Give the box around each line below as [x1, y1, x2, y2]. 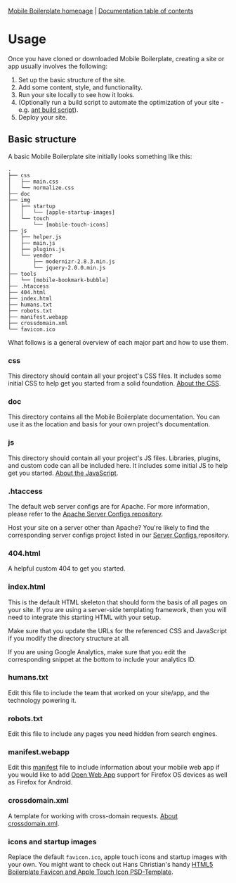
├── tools [8, 270, 37, 277]
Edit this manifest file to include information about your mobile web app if [8, 763, 220, 772]
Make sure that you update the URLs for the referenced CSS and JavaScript [8, 626, 228, 635]
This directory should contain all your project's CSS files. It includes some [8, 371, 222, 380]
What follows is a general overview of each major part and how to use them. [8, 338, 229, 346]
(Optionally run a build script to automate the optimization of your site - [18, 98, 224, 106]
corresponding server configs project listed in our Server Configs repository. [8, 531, 230, 539]
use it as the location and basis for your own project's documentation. [8, 420, 210, 428]
